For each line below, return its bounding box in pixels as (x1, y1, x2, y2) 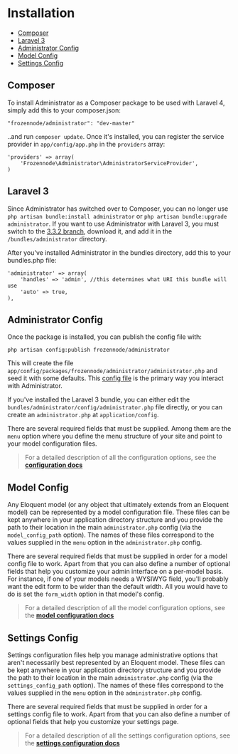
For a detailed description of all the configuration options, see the (24, 454, 217, 462)
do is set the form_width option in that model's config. (7, 590, 165, 599)
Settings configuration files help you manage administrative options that (7, 651, 218, 659)
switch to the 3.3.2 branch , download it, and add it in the (7, 226, 173, 236)
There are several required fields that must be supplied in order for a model (7, 552, 227, 560)
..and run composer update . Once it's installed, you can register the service (7, 132, 225, 140)
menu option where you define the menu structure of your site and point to (7, 432, 222, 441)
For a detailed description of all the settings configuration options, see (24, 731, 231, 740)
